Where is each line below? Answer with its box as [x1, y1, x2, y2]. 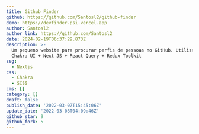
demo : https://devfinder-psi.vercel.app [6, 20, 108, 25]
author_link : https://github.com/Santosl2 [6, 31, 113, 37]
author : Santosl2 [6, 25, 49, 31]
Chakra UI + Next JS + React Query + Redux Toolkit [11, 53, 142, 59]
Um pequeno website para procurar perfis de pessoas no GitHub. [11, 47, 174, 53]
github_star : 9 [6, 113, 44, 119]
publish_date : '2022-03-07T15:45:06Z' [6, 102, 102, 109]
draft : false [6, 97, 38, 103]
